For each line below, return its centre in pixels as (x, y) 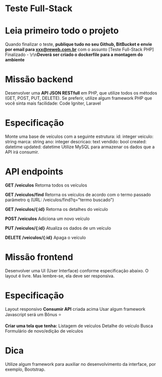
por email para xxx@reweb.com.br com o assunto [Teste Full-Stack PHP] (80, 50)
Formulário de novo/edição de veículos (44, 331)
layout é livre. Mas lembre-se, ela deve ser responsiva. (60, 276)
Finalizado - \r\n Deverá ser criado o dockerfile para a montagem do (74, 55)
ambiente (15, 60)
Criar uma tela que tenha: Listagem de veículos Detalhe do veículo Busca (79, 326)
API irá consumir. (22, 152)
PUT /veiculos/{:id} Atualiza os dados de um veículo (58, 228)
